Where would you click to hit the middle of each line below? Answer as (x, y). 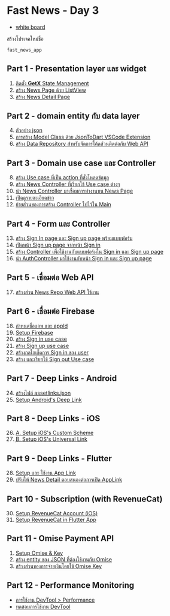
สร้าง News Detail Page (43, 97)
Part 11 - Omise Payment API (60, 538)
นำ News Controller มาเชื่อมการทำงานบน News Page (74, 191)
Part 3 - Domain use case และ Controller (81, 163)
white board (30, 27)
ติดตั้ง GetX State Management (52, 83)
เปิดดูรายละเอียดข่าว (35, 198)
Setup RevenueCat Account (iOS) (57, 513)
